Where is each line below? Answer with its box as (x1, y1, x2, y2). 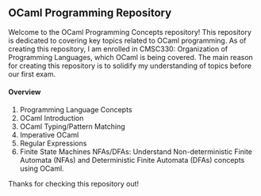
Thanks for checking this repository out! (8, 179, 140, 189)
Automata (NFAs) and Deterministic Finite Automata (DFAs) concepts (19, 156, 245, 165)
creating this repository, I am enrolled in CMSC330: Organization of (8, 43, 228, 54)
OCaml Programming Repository (8, 6, 172, 20)
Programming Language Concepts (19, 105, 132, 115)
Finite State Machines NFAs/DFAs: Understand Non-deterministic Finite (19, 147, 252, 156)
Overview (8, 87, 41, 97)
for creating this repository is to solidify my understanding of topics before (8, 61, 252, 70)
